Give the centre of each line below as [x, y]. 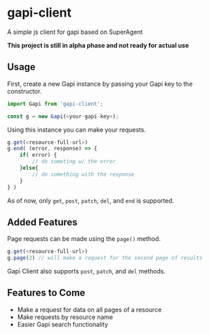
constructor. [25, 91]
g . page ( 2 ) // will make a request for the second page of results [105, 258]
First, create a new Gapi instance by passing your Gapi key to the [100, 84]
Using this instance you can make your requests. [77, 129]
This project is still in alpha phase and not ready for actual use [98, 45]
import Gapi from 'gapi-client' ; [55, 104]
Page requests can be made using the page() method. [84, 239]
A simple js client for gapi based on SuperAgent [75, 32]
